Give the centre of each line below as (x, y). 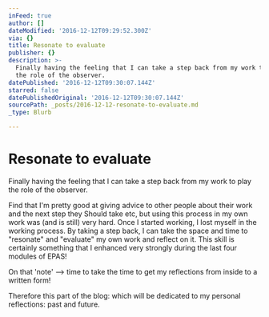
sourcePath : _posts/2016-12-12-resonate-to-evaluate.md (103, 105)
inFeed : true (30, 16)
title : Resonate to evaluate (57, 46)
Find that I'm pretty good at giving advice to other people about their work (130, 205)
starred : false (34, 90)
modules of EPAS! (38, 256)
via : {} (21, 38)
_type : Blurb (30, 113)
